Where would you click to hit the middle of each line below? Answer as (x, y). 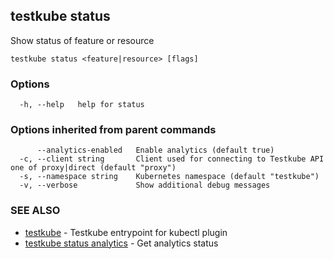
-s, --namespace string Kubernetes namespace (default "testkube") (169, 177)
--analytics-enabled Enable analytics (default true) (155, 150)
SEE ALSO (35, 211)
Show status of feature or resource (82, 40)
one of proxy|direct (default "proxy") (93, 168)
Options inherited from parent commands (113, 130)
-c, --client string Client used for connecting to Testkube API (172, 159)
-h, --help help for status (82, 105)
